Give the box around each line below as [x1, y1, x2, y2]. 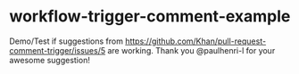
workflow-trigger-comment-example [9, 6, 291, 27]
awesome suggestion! [9, 54, 91, 65]
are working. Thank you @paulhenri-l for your [106, 45, 276, 55]
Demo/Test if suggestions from [9, 36, 123, 46]
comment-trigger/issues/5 [9, 45, 106, 55]
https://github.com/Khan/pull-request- [124, 36, 266, 46]
